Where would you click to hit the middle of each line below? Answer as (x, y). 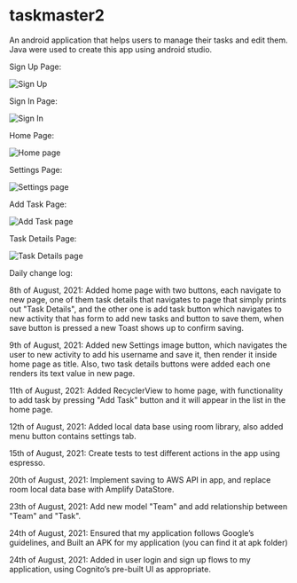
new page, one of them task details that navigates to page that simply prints (148, 299)
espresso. (27, 462)
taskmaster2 (57, 16)
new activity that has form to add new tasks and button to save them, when (147, 318)
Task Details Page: (43, 238)
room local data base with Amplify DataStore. (92, 489)
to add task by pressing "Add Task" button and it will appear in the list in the (148, 399)
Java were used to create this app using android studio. (111, 49)
